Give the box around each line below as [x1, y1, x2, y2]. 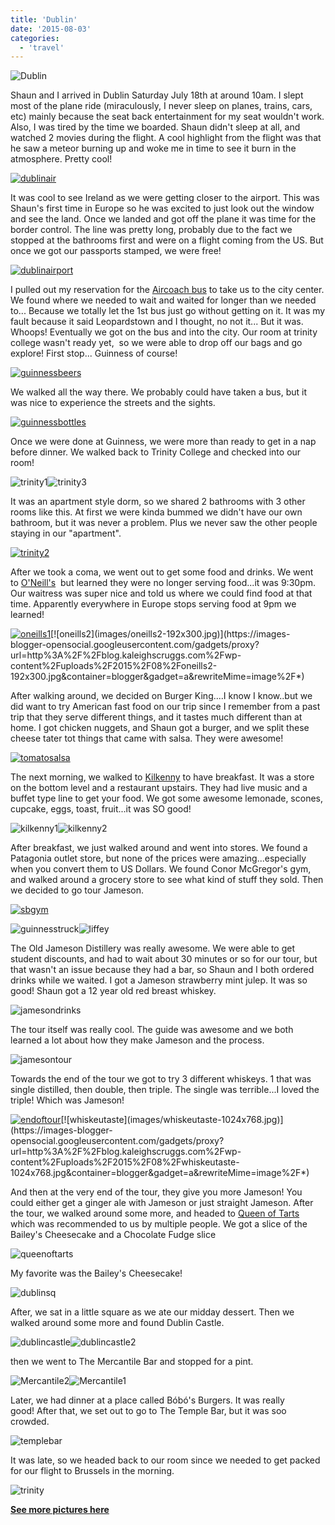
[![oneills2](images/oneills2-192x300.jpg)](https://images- [50, 628, 291, 640]
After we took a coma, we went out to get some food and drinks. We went [10, 566, 314, 578]
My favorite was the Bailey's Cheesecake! [10, 1267, 183, 1280]
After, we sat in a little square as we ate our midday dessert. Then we [10, 1306, 295, 1318]
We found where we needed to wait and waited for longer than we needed [10, 294, 317, 306]
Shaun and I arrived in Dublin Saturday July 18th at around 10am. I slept [10, 89, 304, 101]
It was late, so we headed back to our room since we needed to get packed [10, 1454, 321, 1466]
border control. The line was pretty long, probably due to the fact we [10, 224, 293, 236]
